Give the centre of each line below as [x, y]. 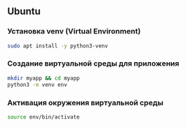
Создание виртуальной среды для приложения [93, 63]
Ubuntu [24, 12]
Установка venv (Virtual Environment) [74, 31]
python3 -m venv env [38, 84]
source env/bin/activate [44, 117]
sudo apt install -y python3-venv [58, 46]
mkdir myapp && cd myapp [44, 78]
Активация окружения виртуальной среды [85, 103]
